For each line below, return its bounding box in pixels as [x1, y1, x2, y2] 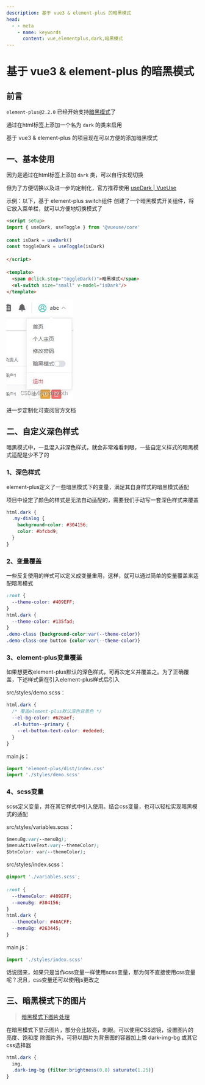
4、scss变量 [6, 787, 44, 796]
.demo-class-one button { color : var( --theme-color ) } [6, 638, 140, 644]
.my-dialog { [12, 515, 45, 522]
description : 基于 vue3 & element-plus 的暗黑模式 [6, 10, 131, 16]
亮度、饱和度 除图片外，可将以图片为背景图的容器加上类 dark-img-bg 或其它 [6, 1034, 198, 1041]
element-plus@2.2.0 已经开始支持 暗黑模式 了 [6, 108, 116, 116]
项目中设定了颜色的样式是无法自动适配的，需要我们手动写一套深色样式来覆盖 [6, 496, 199, 504]
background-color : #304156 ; [17, 522, 88, 528]
